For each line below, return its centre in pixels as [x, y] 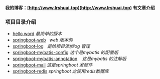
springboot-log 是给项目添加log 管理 [51, 46]
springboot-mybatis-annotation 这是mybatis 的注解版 [69, 58]
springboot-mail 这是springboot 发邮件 [52, 64]
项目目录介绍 [21, 21]
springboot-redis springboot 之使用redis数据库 [61, 71]
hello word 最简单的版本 [37, 33]
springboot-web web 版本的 [43, 39]
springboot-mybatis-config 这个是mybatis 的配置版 [65, 52]
